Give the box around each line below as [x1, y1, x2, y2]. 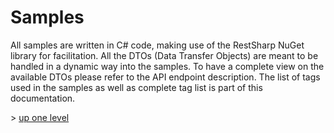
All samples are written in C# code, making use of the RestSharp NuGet [10, 39, 305, 51]
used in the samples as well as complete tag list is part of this [10, 81, 263, 93]
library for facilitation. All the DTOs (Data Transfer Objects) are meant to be [10, 49, 319, 61]
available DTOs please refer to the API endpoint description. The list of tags [10, 71, 321, 83]
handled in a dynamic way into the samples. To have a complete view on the [10, 60, 325, 72]
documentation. [10, 92, 76, 104]
